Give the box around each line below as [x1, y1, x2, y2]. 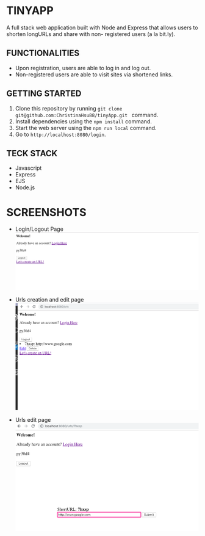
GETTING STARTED [6, 89, 82, 99]
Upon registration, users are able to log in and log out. [15, 64, 151, 71]
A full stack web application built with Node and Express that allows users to [6, 24, 198, 31]
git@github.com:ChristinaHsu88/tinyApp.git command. [15, 111, 159, 118]
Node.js [15, 184, 35, 191]
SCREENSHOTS [6, 205, 87, 219]
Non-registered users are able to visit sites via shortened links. [15, 71, 173, 78]
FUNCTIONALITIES [6, 48, 80, 59]
